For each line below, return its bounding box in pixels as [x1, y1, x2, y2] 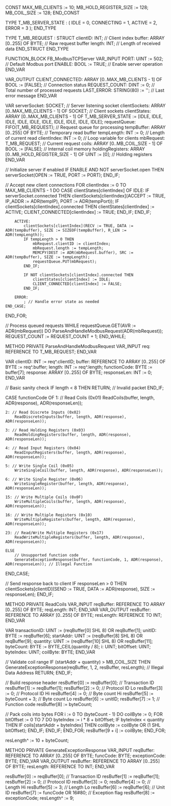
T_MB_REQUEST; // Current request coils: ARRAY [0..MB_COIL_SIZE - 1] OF [5, 140, 163, 146]
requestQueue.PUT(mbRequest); [32, 259, 97, 264]
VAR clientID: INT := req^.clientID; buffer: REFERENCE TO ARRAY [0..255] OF [5, 359, 166, 364]
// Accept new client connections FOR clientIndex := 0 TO [5, 182, 127, 188]
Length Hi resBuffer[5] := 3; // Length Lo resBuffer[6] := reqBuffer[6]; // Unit [5, 784, 165, 790]
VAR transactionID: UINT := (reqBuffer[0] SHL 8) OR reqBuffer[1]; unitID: [5, 627, 157, 633]
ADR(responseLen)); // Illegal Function [5, 562, 93, 567]
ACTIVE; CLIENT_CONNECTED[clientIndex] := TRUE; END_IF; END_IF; [5, 209, 152, 215]
